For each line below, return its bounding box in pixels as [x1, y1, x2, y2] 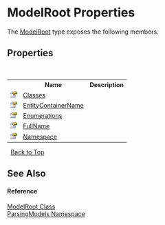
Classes [23, 91, 46, 99]
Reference [7, 187, 38, 195]
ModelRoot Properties [7, 5, 135, 21]
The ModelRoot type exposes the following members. [7, 27, 159, 36]
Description [89, 81, 124, 89]
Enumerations [23, 112, 63, 119]
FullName [23, 122, 50, 130]
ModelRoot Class [7, 202, 56, 211]
